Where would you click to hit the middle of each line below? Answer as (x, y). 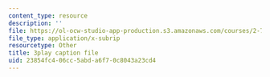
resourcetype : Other (43, 46)
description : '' (35, 23)
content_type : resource (48, 16)
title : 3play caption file (53, 53)
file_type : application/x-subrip (64, 38)
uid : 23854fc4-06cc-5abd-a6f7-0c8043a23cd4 (82, 61)
